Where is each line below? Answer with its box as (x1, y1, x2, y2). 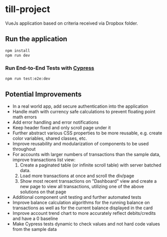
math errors (12, 114, 37, 120)
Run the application (5, 35, 68, 43)
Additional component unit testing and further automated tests (12, 194, 141, 200)
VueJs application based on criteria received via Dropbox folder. (5, 20, 138, 26)
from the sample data (12, 226, 57, 232)
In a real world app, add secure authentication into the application (12, 103, 148, 109)
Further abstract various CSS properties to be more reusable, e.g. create (12, 130, 162, 136)
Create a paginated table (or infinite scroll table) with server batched (20, 162, 161, 168)
